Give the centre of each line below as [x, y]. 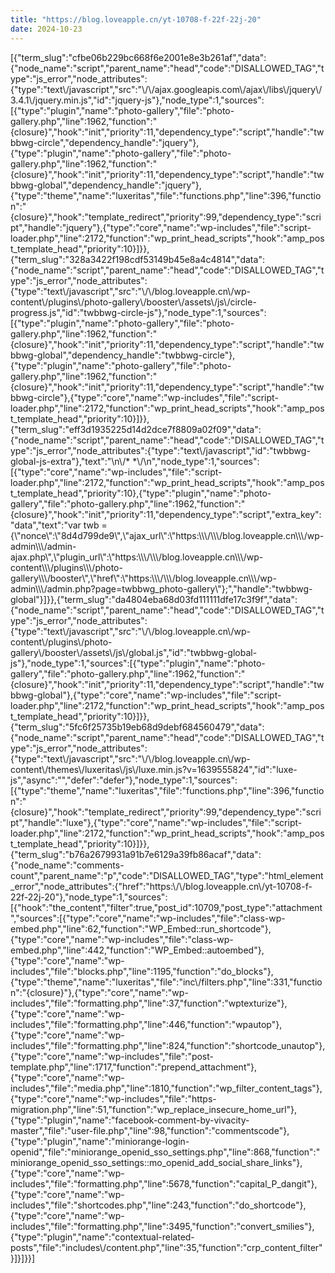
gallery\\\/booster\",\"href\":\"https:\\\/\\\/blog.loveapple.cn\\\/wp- [143, 578]
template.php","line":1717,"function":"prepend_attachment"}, [133, 1067]
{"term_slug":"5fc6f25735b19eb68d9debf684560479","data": [137, 727]
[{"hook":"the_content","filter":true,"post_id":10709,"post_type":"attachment [166, 907]
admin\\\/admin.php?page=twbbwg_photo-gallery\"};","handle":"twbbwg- [161, 588]
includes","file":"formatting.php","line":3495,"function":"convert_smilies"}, [162, 1226]
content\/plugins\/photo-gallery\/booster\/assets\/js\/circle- [133, 302]
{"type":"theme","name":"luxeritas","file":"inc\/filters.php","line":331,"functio [166, 982]
